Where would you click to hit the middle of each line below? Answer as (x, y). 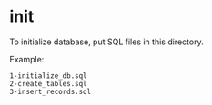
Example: (27, 59)
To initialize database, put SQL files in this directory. (106, 42)
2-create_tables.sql (49, 83)
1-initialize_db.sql (49, 76)
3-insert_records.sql (50, 91)
